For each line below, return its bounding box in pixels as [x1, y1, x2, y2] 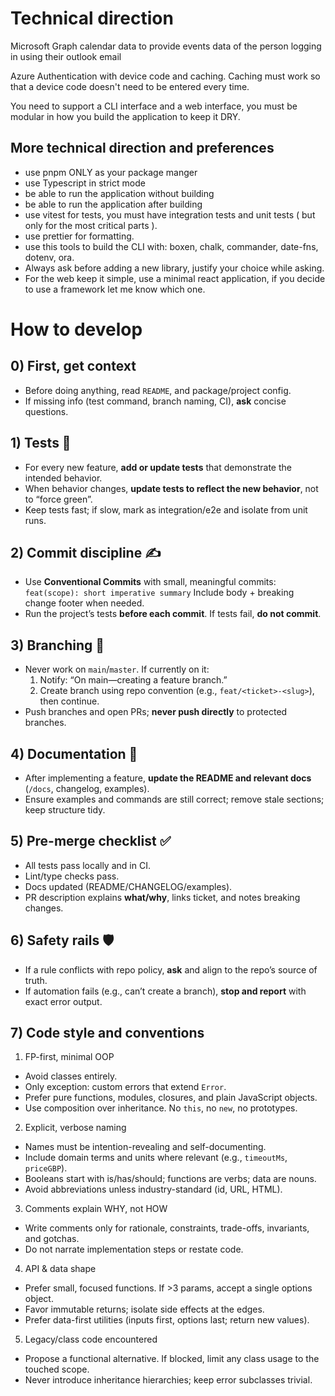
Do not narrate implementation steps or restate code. [24, 1243, 244, 1256]
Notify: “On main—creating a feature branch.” [39, 674, 228, 686]
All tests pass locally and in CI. [24, 859, 151, 871]
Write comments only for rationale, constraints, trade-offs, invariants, [24, 1222, 310, 1234]
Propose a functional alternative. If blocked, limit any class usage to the [24, 1353, 320, 1365]
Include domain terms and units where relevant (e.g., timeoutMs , [24, 1152, 288, 1164]
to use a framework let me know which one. [24, 283, 206, 295]
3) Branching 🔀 [10, 637, 105, 654]
